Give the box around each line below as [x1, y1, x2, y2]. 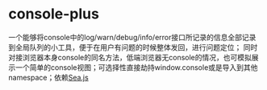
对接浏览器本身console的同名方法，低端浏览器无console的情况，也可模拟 [8, 52, 252, 62]
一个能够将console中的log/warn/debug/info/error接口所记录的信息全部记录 [8, 32, 257, 42]
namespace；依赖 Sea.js [8, 72, 89, 82]
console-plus [8, 5, 99, 23]
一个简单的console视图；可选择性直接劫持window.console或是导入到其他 [15, 62, 258, 72]
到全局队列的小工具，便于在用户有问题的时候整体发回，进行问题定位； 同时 [8, 42, 258, 52]
